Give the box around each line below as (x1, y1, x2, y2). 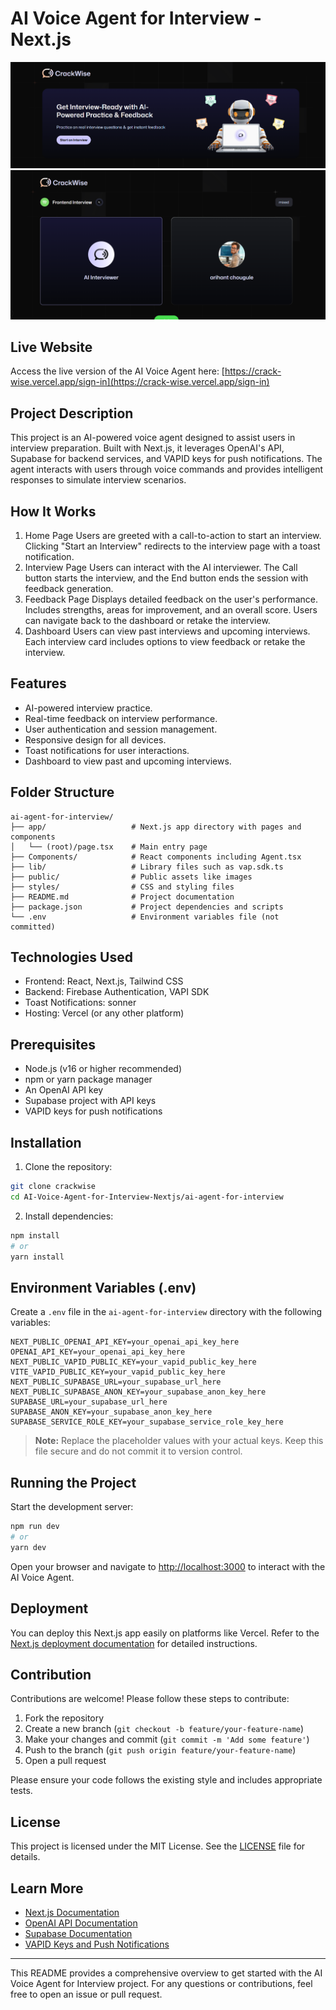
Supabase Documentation (24, 1927, 133, 1939)
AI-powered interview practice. (24, 702, 153, 714)
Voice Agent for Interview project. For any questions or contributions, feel (10, 1977, 313, 1989)
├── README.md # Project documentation (10, 892, 235, 902)
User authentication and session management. (24, 723, 218, 735)
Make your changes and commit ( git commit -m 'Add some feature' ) (24, 1733, 310, 1746)
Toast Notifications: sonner (24, 997, 137, 1009)
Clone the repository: (24, 1161, 113, 1173)
